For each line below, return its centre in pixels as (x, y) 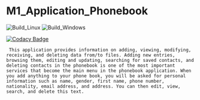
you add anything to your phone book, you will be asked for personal (96, 76)
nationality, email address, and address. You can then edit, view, (93, 86)
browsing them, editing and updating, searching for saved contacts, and (100, 60)
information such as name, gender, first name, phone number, (85, 81)
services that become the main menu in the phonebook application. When (99, 71)
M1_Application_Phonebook (77, 11)
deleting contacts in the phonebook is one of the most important (91, 65)
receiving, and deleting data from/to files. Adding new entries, (91, 55)
